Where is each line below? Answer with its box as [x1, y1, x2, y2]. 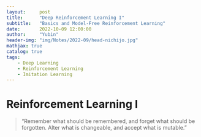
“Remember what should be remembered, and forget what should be [21, 118, 195, 125]
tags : [6, 54, 20, 60]
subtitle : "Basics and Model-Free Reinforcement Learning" [6, 20, 166, 26]
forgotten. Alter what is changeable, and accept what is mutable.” [21, 124, 187, 132]
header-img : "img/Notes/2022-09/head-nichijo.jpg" [6, 37, 138, 43]
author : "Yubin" [6, 32, 59, 38]
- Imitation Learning [17, 71, 72, 77]
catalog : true [6, 49, 43, 55]
